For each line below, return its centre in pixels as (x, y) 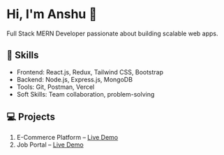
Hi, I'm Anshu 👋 (52, 14)
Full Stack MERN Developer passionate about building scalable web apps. (112, 33)
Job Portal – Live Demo (50, 145)
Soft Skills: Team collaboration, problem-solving (85, 94)
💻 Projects (31, 117)
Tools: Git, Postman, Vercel (55, 87)
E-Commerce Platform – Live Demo (67, 137)
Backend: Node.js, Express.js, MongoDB (75, 79)
